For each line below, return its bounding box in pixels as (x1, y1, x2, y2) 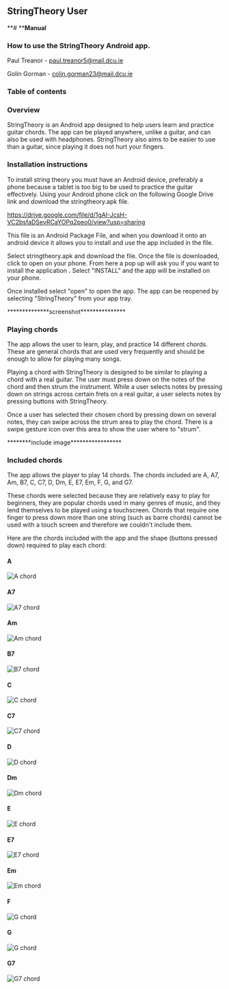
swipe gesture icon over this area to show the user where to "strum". (7, 425, 201, 433)
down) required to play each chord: (7, 541, 107, 549)
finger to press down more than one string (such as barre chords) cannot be (7, 514, 222, 522)
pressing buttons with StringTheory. (7, 397, 108, 405)
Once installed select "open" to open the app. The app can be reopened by (7, 287, 219, 295)
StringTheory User (7, 5, 88, 17)
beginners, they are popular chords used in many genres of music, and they (7, 499, 221, 507)
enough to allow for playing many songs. (7, 355, 122, 363)
